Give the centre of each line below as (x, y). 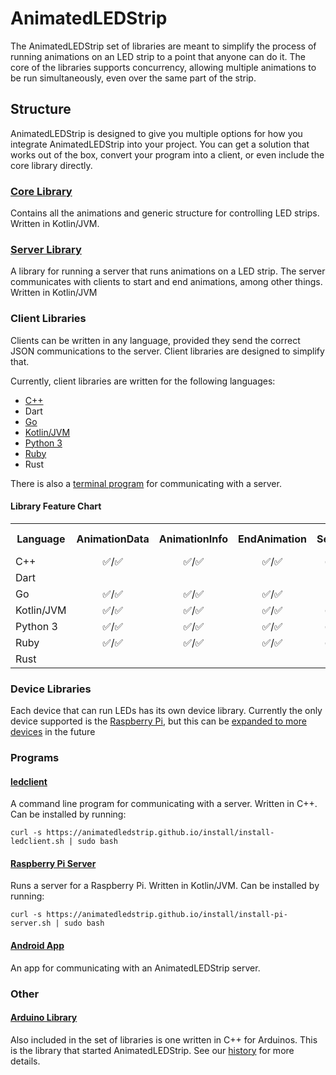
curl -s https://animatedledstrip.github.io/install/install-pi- (149, 915)
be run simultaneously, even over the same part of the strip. (133, 78)
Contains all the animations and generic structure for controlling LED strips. (165, 213)
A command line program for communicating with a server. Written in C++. (164, 804)
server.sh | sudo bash (57, 923)
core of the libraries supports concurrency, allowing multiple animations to (163, 67)
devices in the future (53, 732)
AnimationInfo (193, 539)
